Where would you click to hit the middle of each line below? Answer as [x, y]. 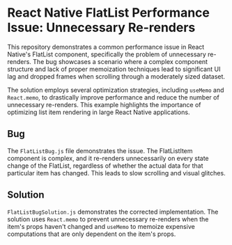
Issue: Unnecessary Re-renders [101, 27]
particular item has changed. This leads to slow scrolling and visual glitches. [116, 173]
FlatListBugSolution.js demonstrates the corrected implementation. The [113, 212]
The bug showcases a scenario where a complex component [120, 61]
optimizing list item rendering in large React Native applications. [99, 112]
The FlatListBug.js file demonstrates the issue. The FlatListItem [100, 150]
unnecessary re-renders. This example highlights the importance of [104, 104]
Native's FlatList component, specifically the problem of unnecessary [107, 54]
